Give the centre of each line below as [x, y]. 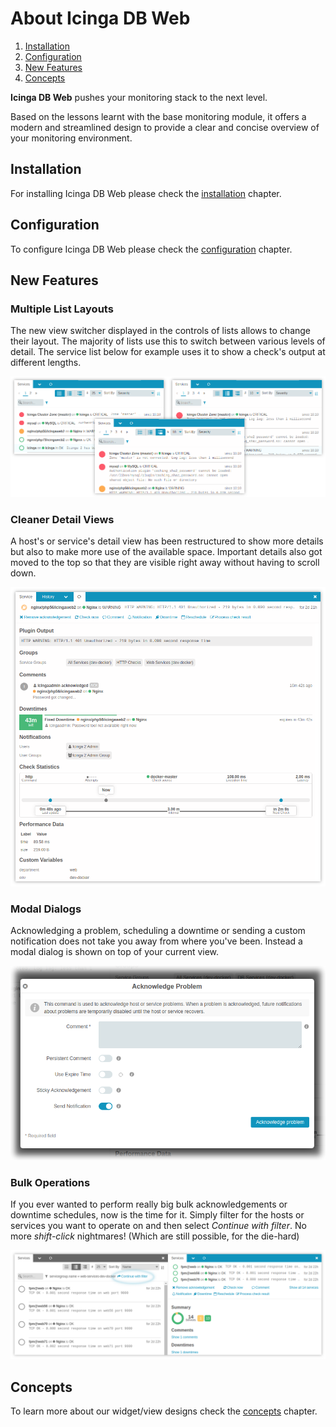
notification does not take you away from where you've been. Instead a [156, 941]
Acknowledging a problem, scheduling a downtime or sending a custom [158, 931]
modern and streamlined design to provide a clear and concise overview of [165, 127]
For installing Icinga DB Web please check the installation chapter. [146, 193]
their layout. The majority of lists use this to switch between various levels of [168, 341]
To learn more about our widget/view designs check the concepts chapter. [164, 1411]
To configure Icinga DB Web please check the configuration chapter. [151, 249]
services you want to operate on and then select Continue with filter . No [158, 1226]
